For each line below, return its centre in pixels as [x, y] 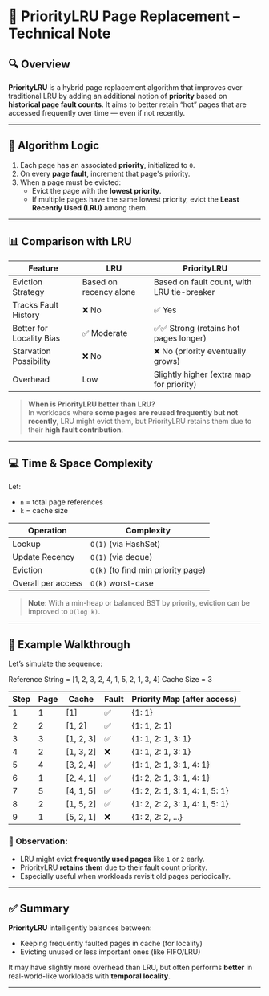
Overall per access [48, 583]
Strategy [28, 292]
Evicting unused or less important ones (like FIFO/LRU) [110, 952]
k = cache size [44, 511]
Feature [43, 268]
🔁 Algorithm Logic [54, 146]
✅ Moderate [105, 333]
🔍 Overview [39, 64]
